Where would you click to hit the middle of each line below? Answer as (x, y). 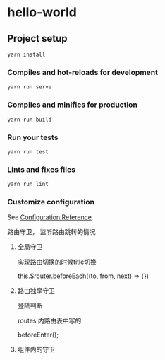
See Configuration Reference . (50, 217)
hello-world (42, 12)
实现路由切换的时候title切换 (57, 262)
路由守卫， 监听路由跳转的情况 (51, 232)
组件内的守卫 (36, 349)
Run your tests (33, 137)
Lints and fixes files (42, 169)
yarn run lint (28, 185)
